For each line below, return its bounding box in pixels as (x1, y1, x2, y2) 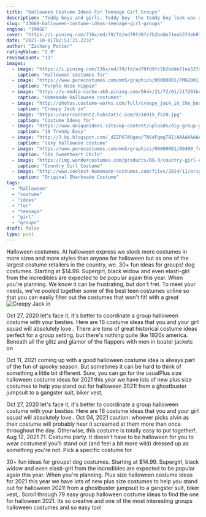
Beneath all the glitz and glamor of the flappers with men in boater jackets (6, 338, 193, 345)
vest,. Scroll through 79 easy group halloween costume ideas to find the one (6, 491, 199, 498)
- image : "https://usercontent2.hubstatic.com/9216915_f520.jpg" (12, 111, 183, 118)
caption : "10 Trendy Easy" (17, 129, 86, 135)
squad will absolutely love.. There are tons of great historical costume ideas (6, 325, 197, 332)
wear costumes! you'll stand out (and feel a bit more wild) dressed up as (6, 439, 189, 447)
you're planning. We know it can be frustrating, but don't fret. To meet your (6, 280, 196, 288)
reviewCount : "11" (6, 55, 53, 61)
